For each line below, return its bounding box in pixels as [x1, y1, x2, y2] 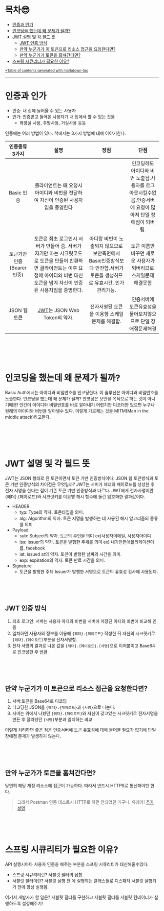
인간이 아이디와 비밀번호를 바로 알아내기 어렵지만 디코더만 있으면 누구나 [19, 402, 155, 408]
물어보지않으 [129, 311, 157, 317]
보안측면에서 [92, 250, 121, 257]
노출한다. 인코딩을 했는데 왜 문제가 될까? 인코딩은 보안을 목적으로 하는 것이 [5, 395, 146, 402]
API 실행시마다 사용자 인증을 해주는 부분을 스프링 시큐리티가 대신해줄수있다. [5, 862, 149, 867]
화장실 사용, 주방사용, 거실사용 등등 [19, 120, 86, 125]
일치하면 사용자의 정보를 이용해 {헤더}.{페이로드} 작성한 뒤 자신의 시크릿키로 [12, 630, 155, 636]
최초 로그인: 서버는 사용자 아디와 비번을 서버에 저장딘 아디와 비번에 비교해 [12, 618, 152, 624]
